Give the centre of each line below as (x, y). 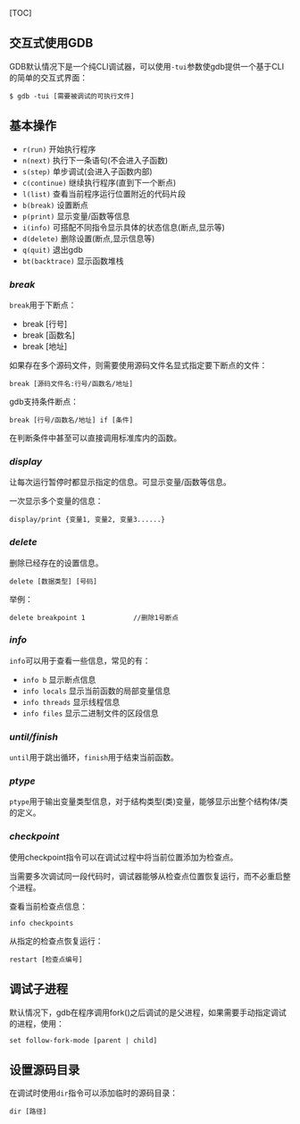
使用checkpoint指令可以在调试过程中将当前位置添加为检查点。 (124, 857)
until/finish (33, 736)
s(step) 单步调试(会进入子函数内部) (87, 171)
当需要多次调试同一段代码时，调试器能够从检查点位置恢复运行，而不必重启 (146, 876)
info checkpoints (42, 923)
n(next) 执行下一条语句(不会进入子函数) (95, 160)
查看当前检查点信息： (48, 906)
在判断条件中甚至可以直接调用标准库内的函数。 (95, 438)
